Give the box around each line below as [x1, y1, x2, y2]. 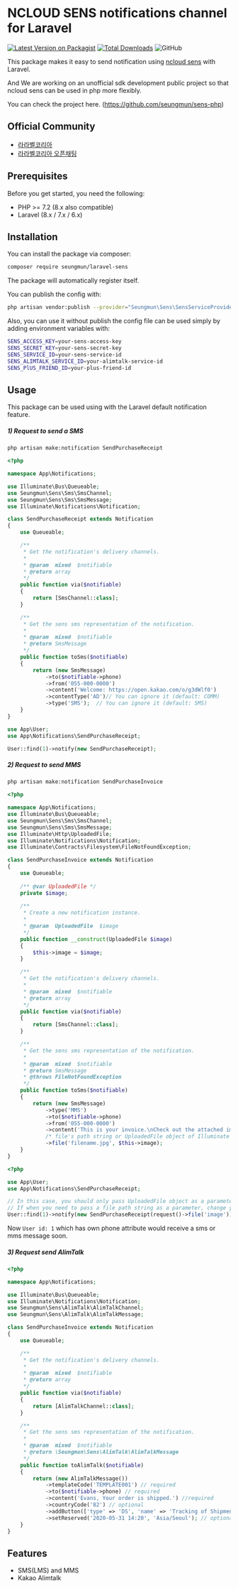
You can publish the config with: [7, 290, 101, 299]
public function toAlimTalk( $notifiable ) [20, 1462, 144, 1469]
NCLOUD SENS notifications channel [7, 5, 228, 21]
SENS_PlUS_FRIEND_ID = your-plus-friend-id [7, 364, 132, 371]
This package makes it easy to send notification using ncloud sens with [7, 57, 216, 65]
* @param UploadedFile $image [23, 923, 119, 930]
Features [7, 1547, 47, 1560]
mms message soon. [7, 1231, 69, 1240]
